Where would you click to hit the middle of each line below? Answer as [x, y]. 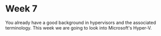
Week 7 [21, 9]
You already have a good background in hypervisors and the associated [81, 22]
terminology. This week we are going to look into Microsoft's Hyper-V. [78, 27]
